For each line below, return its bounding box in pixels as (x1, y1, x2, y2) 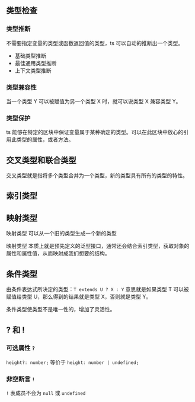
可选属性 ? (6, 344, 36, 352)
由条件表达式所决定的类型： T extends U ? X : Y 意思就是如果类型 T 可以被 (6, 286, 189, 293)
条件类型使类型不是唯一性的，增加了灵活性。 (6, 306, 116, 313)
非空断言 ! (6, 375, 36, 383)
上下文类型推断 (14, 67, 52, 74)
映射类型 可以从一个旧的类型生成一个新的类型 (6, 230, 117, 237)
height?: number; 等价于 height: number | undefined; (6, 358, 139, 366)
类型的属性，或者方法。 (16, 136, 74, 143)
